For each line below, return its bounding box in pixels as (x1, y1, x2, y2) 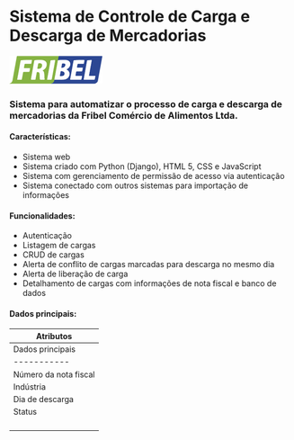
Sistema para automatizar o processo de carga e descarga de (9, 97, 283, 110)
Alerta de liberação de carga (22, 268, 129, 280)
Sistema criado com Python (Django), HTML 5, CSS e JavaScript (22, 161, 262, 172)
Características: (9, 131, 72, 142)
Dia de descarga (13, 394, 75, 405)
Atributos (35, 330, 73, 341)
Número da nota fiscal (13, 369, 95, 380)
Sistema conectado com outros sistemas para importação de (22, 180, 249, 191)
